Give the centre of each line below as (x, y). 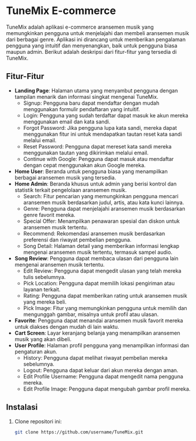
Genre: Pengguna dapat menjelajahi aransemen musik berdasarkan (104, 208)
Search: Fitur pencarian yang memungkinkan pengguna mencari (101, 196)
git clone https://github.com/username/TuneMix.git (79, 432)
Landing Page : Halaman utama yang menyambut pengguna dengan (96, 90)
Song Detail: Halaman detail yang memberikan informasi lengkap (101, 246)
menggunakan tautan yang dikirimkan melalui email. (86, 153)
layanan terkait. (42, 289)
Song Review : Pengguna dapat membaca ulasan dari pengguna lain (96, 258)
